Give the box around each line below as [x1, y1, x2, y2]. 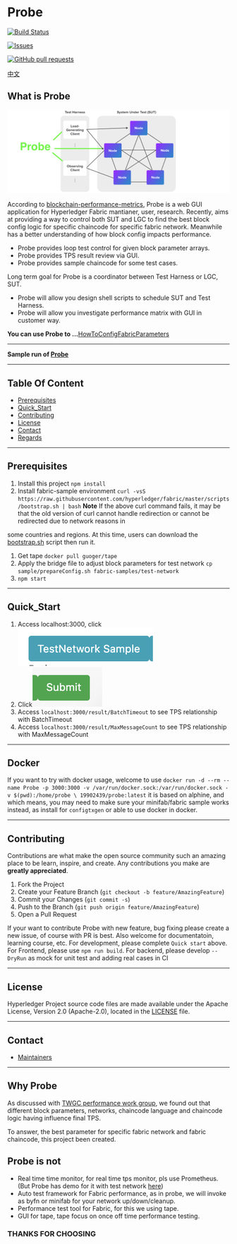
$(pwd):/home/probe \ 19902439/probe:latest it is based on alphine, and [13, 791, 224, 799]
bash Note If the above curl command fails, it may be [68, 502, 221, 510]
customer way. [17, 316, 61, 325]
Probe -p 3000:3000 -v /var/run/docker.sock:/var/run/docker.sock [23, 785, 222, 792]
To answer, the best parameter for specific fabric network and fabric [7, 1127, 207, 1136]
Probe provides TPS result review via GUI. [17, 251, 140, 260]
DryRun [7, 955, 27, 962]
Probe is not [7, 1155, 61, 1168]
